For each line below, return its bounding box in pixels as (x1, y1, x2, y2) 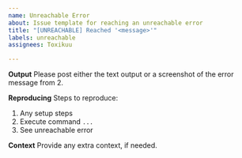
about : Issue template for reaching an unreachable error (8, 19, 203, 27)
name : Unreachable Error (8, 11, 90, 20)
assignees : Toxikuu (8, 41, 73, 49)
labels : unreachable (8, 33, 77, 42)
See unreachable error (19, 126, 93, 135)
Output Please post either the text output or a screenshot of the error (8, 70, 235, 79)
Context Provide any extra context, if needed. (8, 141, 158, 150)
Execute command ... (19, 117, 93, 126)
